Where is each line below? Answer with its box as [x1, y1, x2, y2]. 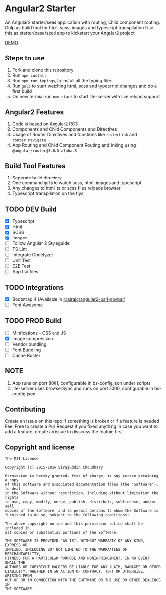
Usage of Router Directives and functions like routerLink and [12, 131, 137, 137]
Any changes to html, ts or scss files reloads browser [12, 185, 121, 191]
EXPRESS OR [5, 543, 28, 548]
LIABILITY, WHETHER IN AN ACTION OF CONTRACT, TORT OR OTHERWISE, [5, 569, 145, 574]
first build [12, 88, 32, 94]
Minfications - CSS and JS [12, 330, 66, 336]
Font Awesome [12, 302, 43, 308]
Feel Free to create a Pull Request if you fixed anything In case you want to [5, 423, 158, 429]
